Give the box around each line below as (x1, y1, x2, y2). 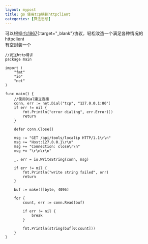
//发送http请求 (5, 53, 33, 58)
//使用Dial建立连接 (14, 97, 49, 102)
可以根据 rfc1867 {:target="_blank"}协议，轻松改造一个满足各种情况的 (5, 31, 144, 36)
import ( (5, 66, 23, 70)
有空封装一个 (5, 42, 31, 48)
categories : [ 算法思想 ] (5, 16, 51, 21)
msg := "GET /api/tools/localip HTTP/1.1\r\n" (14, 136, 111, 140)
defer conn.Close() (14, 127, 54, 132)
